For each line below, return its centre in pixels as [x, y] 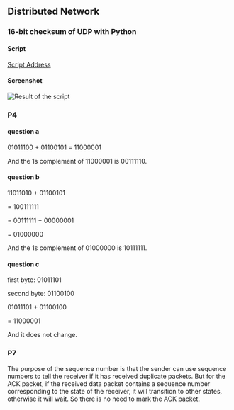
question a [23, 132]
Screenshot [25, 81]
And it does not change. [43, 335]
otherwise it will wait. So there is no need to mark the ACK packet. [104, 399]
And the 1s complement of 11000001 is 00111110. [77, 161]
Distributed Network [54, 12]
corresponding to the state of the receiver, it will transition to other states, [115, 391]
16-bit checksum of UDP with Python [72, 32]
